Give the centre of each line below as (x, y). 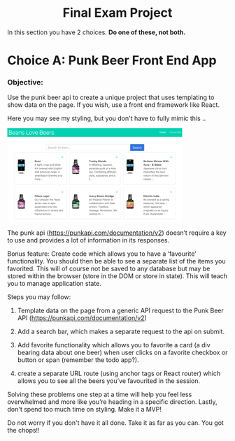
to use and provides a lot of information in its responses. (88, 240)
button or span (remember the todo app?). (78, 360)
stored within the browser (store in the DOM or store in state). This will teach (117, 276)
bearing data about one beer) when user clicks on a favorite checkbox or (122, 353)
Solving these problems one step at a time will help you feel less (100, 395)
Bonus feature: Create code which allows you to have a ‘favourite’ (102, 254)
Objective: (25, 82)
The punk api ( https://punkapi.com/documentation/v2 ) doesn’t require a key (117, 233)
